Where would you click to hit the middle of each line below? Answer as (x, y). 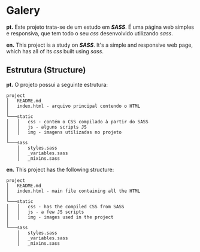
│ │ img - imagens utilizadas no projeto (64, 132)
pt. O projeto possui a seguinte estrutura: (57, 84)
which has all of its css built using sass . (55, 51)
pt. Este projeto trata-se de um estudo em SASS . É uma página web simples (100, 27)
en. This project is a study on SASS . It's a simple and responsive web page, (100, 45)
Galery (23, 10)
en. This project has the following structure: (60, 169)
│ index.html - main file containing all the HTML (73, 191)
